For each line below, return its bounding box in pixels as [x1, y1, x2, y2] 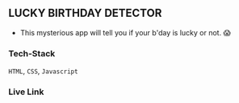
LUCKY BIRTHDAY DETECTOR [8, 6, 162, 20]
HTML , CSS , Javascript [8, 66, 78, 76]
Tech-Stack [8, 47, 56, 59]
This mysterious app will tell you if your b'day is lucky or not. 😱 [19, 27, 232, 37]
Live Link [8, 86, 44, 97]
